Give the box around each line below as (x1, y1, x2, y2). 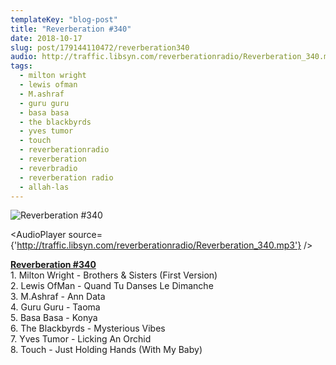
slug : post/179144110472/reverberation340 (10, 42, 190, 53)
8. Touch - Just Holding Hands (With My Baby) (10, 344, 203, 356)
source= (68, 229, 103, 241)
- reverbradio (19, 163, 78, 173)
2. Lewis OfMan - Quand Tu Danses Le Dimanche (10, 280, 214, 292)
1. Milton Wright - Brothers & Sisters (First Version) (10, 269, 218, 281)
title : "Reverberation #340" (10, 24, 132, 34)
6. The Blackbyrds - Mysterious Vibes (10, 322, 166, 335)
